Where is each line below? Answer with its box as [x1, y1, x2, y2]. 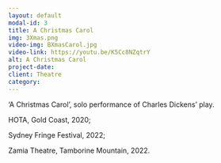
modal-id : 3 [8, 19, 48, 27]
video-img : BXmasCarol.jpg [8, 41, 97, 49]
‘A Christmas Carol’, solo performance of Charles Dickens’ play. [8, 100, 215, 109]
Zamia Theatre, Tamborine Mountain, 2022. [8, 146, 151, 155]
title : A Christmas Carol [8, 26, 93, 34]
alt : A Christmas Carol [8, 56, 87, 64]
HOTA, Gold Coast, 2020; [8, 115, 91, 124]
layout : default [8, 11, 62, 20]
